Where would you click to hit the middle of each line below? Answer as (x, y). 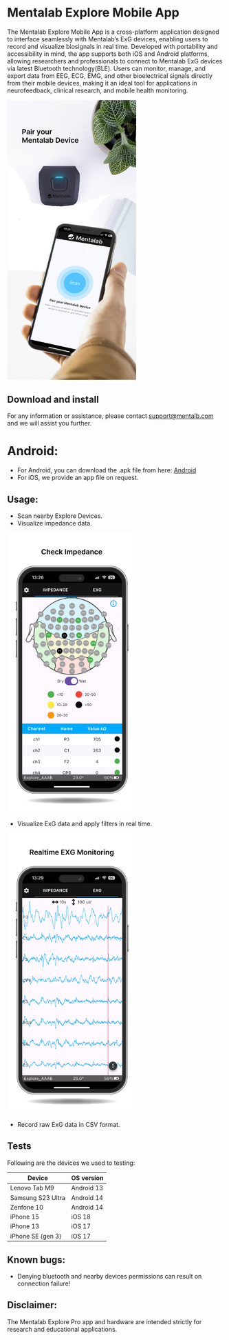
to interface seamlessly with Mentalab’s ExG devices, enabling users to (108, 39)
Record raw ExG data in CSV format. (68, 1124)
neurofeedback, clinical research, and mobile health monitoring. (98, 90)
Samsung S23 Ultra (38, 1197)
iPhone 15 (25, 1217)
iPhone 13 (25, 1226)
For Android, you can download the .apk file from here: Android (107, 470)
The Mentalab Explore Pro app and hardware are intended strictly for (105, 1321)
